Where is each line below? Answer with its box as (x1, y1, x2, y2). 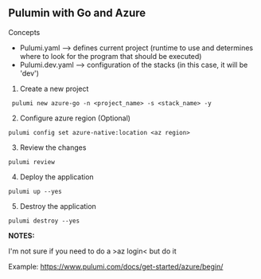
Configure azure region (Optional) (19, 113, 131, 123)
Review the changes (19, 143, 87, 152)
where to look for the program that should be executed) (19, 51, 202, 61)
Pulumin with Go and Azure (8, 6, 146, 20)
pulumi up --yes (8, 187, 62, 195)
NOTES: (8, 230, 35, 240)
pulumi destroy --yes (8, 217, 80, 225)
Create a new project (19, 84, 89, 93)
